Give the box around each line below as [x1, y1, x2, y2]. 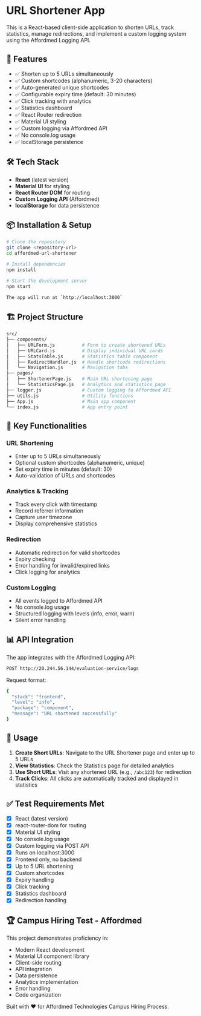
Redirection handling [14, 897, 67, 904]
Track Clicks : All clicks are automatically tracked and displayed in [14, 775, 179, 782]
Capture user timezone [14, 514, 72, 521]
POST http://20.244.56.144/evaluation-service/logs [6, 665, 139, 672]
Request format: [6, 676, 46, 684]
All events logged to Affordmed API [14, 597, 103, 605]
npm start [6, 283, 31, 289]
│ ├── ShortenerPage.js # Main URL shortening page [6, 376, 153, 382]
